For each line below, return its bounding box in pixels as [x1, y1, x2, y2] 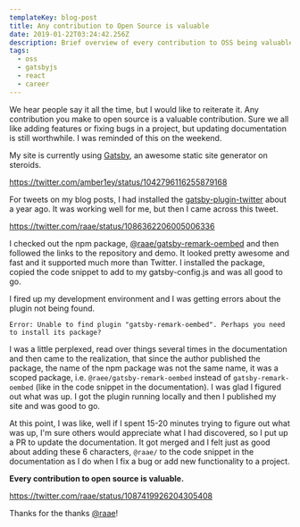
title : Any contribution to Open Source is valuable [9, 21, 210, 30]
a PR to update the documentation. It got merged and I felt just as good [9, 437, 271, 448]
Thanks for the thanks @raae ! [9, 507, 119, 518]
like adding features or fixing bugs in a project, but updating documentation [9, 122, 287, 134]
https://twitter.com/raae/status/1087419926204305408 [9, 490, 212, 501]
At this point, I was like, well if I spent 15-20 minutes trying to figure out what [9, 417, 290, 429]
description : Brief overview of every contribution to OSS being [9, 38, 257, 47]
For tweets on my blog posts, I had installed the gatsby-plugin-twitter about [9, 194, 287, 205]
